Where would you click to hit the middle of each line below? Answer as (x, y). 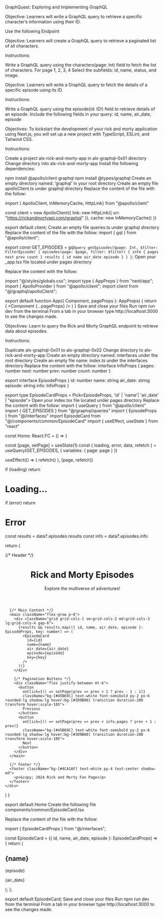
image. (12, 75)
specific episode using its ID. (34, 90)
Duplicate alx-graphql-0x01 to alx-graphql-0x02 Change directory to (74, 350)
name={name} (39, 644)
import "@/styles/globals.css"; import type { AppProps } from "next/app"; (79, 281)
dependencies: (20, 169)
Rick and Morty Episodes (82, 575)
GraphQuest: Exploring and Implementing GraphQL (56, 7)
